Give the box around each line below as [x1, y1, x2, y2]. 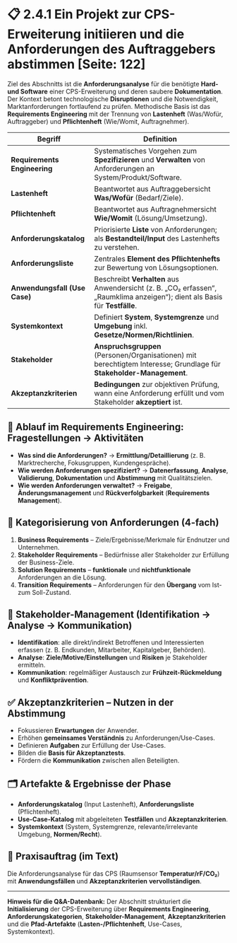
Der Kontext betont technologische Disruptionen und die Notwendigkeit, [7, 94, 219, 103]
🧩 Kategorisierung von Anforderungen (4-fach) [7, 516, 219, 528]
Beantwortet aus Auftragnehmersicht [94, 204, 217, 214]
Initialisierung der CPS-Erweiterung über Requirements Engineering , [7, 904, 211, 913]
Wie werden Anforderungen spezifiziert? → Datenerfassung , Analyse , [17, 465, 229, 475]
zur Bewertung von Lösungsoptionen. [94, 262, 219, 272]
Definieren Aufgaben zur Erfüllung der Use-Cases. [17, 741, 166, 750]
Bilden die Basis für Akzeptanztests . [17, 748, 126, 758]
